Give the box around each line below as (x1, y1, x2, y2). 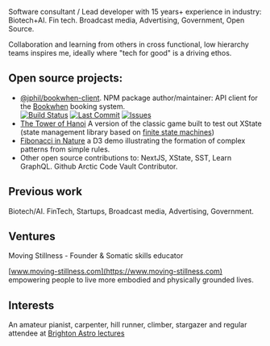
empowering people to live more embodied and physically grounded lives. (8, 275, 254, 285)
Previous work (8, 185, 83, 198)
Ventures (8, 230, 56, 244)
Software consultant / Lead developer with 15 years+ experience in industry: (8, 7, 262, 16)
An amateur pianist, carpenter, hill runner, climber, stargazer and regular (8, 320, 247, 330)
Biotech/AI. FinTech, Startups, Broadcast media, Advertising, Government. (8, 206, 254, 216)
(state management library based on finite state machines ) (19, 127, 215, 136)
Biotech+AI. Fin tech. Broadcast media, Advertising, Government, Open (8, 15, 245, 25)
